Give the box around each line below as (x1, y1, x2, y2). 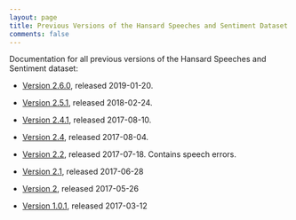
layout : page (9, 12, 58, 22)
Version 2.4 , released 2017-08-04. (21, 132, 149, 143)
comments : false (9, 29, 69, 38)
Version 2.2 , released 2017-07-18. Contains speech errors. (21, 149, 237, 160)
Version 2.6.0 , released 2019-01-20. (21, 81, 154, 91)
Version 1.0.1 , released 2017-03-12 (21, 200, 148, 211)
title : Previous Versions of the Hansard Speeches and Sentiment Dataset (9, 21, 289, 30)
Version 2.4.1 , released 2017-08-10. (21, 114, 152, 125)
